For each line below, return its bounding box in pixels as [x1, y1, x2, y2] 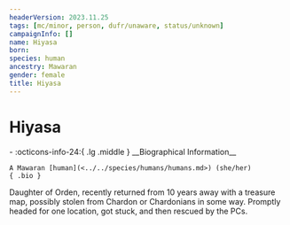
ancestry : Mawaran [9, 63, 77, 72]
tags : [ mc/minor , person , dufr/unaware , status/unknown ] [9, 21, 224, 30]
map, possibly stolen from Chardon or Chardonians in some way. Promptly [9, 196, 281, 206]
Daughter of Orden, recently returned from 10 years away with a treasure [9, 187, 276, 198]
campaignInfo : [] [9, 29, 74, 38]
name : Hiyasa [9, 37, 58, 47]
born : [9, 46, 29, 55]
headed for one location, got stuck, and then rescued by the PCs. [9, 206, 248, 216]
